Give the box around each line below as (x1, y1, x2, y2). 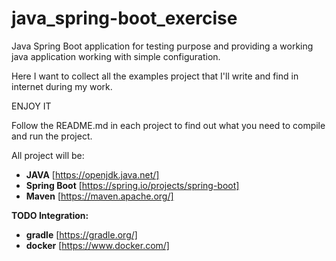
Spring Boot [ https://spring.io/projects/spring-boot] (25, 179, 240, 191)
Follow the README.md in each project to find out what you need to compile (11, 119, 326, 131)
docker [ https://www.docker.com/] (25, 239, 170, 251)
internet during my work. (11, 80, 113, 92)
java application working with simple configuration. (11, 50, 221, 62)
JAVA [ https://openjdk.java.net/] (25, 168, 160, 181)
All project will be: (11, 149, 85, 161)
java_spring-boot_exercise (11, 7, 238, 30)
